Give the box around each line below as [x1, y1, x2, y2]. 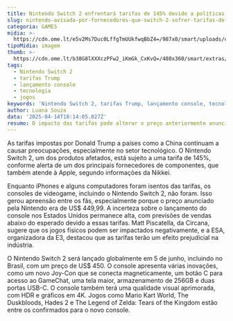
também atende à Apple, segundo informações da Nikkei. [7, 168, 172, 177]
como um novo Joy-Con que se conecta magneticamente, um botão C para [7, 268, 223, 277]
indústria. [7, 241, 35, 249]
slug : [7, 17, 23, 24]
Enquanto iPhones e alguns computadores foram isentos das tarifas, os [7, 182, 212, 190]
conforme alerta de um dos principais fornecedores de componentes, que [7, 161, 219, 169]
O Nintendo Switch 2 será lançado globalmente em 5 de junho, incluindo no [7, 254, 223, 262]
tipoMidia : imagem [7, 42, 60, 49]
